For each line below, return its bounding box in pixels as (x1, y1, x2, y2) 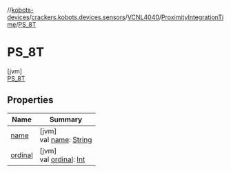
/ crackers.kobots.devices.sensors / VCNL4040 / (29, 13, 162, 21)
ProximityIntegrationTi (161, 13, 224, 21)
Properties (7, 94, 54, 106)
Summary (49, 115, 83, 124)
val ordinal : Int (39, 154, 86, 164)
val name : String (39, 135, 92, 144)
